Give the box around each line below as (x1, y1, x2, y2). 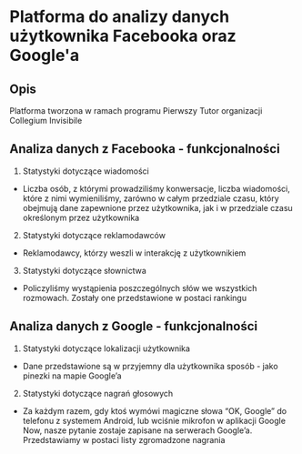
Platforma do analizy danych (9, 6, 230, 27)
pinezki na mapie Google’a (22, 370, 122, 381)
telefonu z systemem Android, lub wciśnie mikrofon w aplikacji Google (22, 415, 287, 426)
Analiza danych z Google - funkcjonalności (9, 318, 257, 334)
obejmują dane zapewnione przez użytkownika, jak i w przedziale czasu (22, 202, 293, 213)
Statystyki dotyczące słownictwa (22, 265, 147, 276)
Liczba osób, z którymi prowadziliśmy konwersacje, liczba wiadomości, (22, 183, 291, 194)
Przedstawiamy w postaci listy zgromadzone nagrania (22, 434, 226, 445)
